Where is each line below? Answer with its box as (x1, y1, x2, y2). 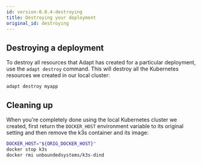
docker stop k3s (6, 146, 47, 152)
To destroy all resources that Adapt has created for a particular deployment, (6, 59, 196, 66)
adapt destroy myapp (6, 83, 59, 90)
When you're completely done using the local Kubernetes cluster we (6, 116, 177, 123)
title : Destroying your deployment (6, 15, 96, 21)
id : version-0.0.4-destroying (6, 9, 83, 15)
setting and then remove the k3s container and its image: (6, 129, 149, 136)
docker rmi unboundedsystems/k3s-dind (6, 152, 104, 158)
